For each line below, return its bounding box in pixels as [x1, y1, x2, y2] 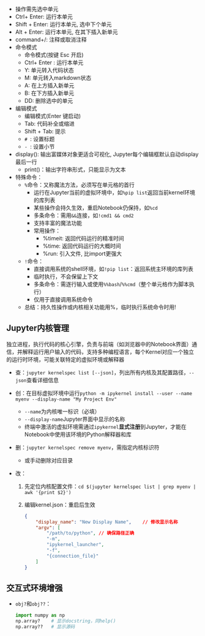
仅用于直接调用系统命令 [33, 296, 93, 303]
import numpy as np [15, 612, 65, 619]
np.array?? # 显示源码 [15, 624, 75, 630]
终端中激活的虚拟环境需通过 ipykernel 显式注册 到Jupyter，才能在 [24, 423, 187, 430]
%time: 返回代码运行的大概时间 [42, 242, 121, 250]
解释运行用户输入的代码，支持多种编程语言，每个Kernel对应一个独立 [22, 348, 195, 355]
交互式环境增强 [6, 583, 63, 593]
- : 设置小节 [24, 143, 55, 150]
